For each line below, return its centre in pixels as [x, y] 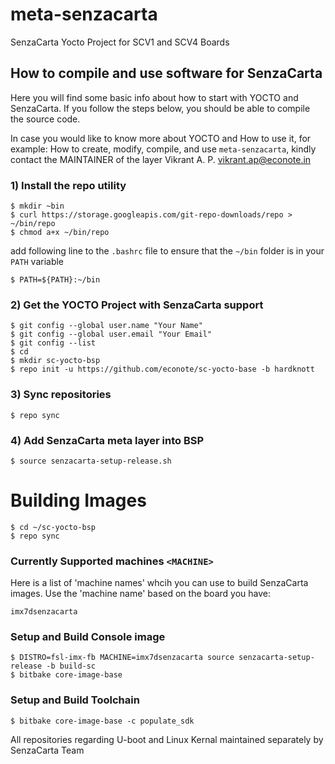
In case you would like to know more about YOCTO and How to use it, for [161, 138]
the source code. [45, 119]
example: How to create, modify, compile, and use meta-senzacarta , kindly [163, 149]
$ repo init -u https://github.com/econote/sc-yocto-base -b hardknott [162, 369]
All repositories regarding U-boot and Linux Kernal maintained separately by [167, 739]
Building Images [78, 500]
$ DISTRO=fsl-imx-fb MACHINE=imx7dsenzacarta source [122, 658]
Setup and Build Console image [88, 637]
